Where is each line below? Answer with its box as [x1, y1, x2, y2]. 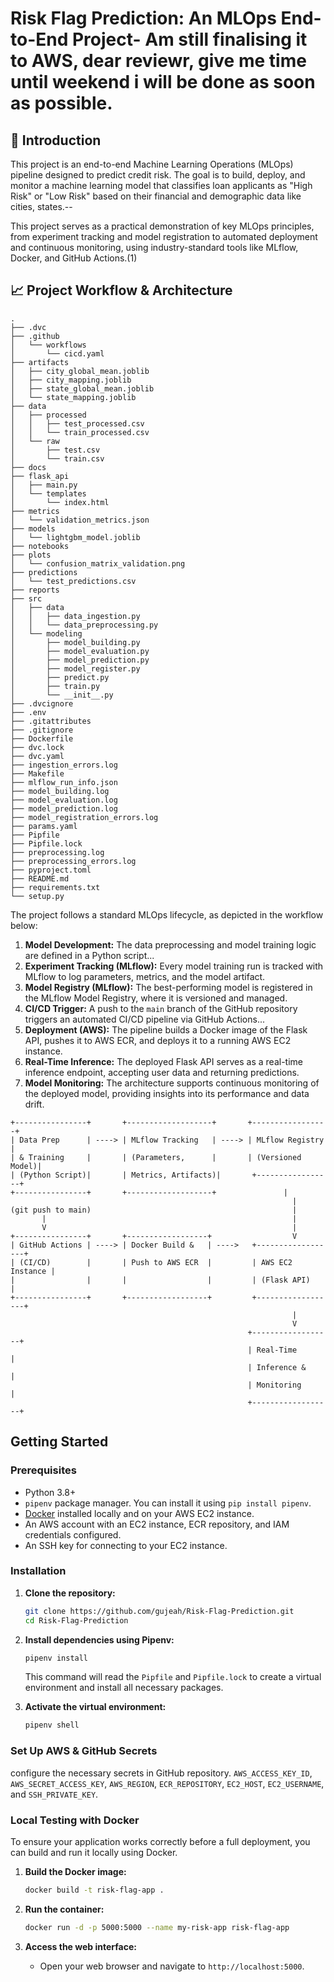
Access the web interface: [24, 1940, 137, 1952]
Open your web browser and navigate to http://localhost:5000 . [39, 1960, 305, 1972]
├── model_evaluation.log [10, 795, 118, 805]
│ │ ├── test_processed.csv [10, 418, 145, 429]
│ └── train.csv [10, 453, 105, 464]
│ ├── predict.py [10, 672, 110, 682]
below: [10, 919, 38, 931]
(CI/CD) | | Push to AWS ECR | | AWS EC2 [19, 1257, 293, 1267]
